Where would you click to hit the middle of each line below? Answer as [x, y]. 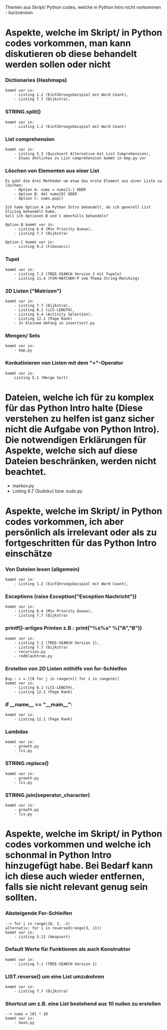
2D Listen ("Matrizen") [33, 291]
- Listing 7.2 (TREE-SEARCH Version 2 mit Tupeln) [68, 274]
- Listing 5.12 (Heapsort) [42, 937]
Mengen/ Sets [23, 335]
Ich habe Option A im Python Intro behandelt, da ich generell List [78, 207]
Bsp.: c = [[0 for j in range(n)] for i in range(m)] [62, 679]
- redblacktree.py [33, 656]
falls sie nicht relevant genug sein [76, 887]
